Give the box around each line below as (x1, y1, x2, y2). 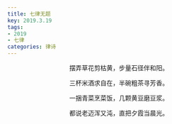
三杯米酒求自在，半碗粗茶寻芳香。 (69, 79, 168, 87)
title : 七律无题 (7, 10, 51, 18)
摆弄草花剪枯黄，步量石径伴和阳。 (69, 64, 168, 72)
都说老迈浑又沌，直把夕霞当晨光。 (69, 109, 168, 117)
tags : (7, 23, 23, 30)
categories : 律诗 (7, 43, 57, 50)
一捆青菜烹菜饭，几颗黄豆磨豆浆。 (69, 94, 168, 102)
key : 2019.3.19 (7, 17, 52, 24)
